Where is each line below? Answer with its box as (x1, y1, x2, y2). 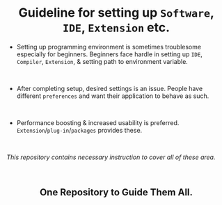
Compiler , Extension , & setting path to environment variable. (16, 57, 189, 65)
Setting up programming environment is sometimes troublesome (16, 42, 202, 51)
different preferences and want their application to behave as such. (16, 92, 209, 100)
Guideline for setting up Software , (18, 5, 214, 21)
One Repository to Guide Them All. (40, 186, 193, 199)
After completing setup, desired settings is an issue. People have (16, 84, 203, 92)
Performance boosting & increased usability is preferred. (16, 118, 180, 126)
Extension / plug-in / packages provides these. (16, 126, 143, 134)
